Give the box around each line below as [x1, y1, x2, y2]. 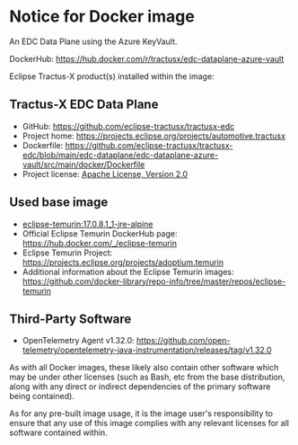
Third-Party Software [9, 311, 132, 326]
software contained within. [9, 427, 108, 438]
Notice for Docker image [9, 6, 195, 27]
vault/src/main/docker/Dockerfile [22, 159, 145, 170]
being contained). [9, 391, 74, 402]
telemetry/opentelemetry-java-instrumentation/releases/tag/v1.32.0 [22, 344, 272, 356]
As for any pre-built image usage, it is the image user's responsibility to [9, 408, 274, 419]
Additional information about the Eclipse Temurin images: [22, 266, 235, 277]
